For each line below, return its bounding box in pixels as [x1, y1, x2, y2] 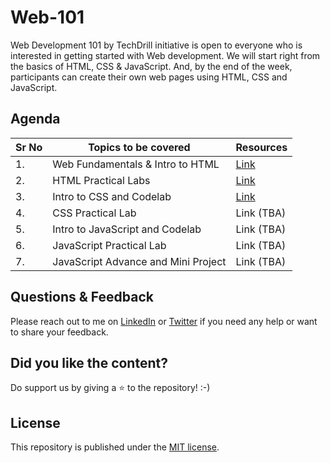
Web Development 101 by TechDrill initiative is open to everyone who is [10, 39, 303, 51]
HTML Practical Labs [52, 173, 151, 187]
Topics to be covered [88, 140, 191, 154]
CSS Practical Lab [52, 206, 137, 220]
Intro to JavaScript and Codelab [52, 222, 202, 236]
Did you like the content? [10, 354, 168, 371]
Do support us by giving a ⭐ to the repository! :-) [10, 382, 211, 394]
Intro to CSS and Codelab [52, 189, 172, 203]
